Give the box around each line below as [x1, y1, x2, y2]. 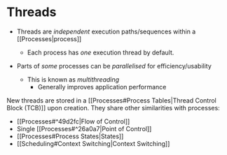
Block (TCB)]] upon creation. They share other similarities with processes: [6, 103, 220, 112]
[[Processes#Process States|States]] [16, 132, 124, 140]
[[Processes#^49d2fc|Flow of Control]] [16, 117, 130, 126]
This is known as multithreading [27, 75, 120, 84]
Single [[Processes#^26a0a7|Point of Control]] [16, 124, 152, 133]
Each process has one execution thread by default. [27, 48, 174, 57]
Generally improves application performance [37, 82, 167, 91]
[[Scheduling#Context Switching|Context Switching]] [16, 139, 170, 147]
